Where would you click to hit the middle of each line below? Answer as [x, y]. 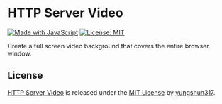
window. [20, 53]
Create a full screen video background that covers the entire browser [108, 46]
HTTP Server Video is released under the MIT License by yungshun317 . [111, 92]
